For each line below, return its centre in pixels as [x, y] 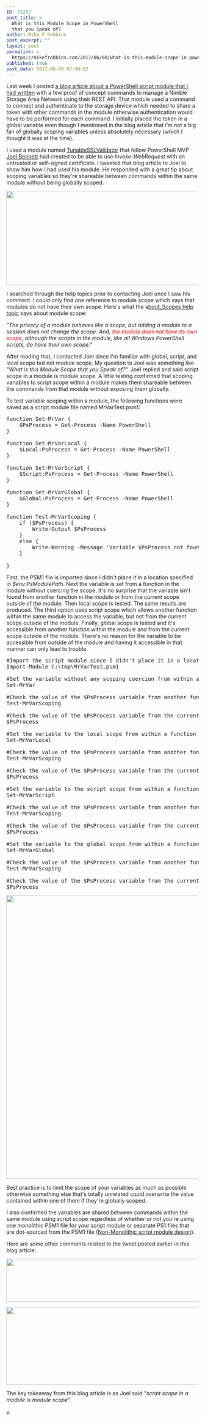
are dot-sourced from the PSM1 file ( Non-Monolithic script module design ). [101, 1232]
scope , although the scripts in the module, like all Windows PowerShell [95, 338]
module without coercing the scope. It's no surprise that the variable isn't [99, 590]
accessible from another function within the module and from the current [98, 629]
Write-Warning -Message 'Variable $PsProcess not [108, 547]
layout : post [23, 46]
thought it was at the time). [40, 138]
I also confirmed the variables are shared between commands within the [97, 1212]
